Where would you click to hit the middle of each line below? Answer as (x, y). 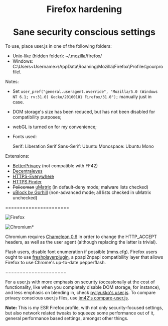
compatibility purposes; (37, 117)
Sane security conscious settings (84, 32)
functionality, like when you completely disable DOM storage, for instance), (83, 287)
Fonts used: (25, 137)
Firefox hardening (84, 9)
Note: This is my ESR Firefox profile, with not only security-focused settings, (84, 308)
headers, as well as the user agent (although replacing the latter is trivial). (81, 242)
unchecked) (25, 198)
